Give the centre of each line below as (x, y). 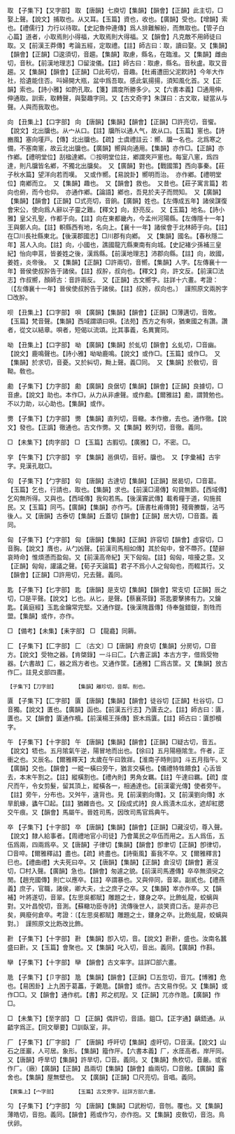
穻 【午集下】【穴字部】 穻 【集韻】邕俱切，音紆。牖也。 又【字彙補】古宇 (114, 457)
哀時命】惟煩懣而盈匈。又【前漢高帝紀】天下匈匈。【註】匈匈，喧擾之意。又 (116, 557)
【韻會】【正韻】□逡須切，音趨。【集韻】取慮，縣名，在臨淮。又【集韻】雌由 (117, 54)
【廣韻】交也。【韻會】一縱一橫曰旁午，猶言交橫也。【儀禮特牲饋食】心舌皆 (114, 768)
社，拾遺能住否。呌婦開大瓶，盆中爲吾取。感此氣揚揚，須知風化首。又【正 (114, 80)
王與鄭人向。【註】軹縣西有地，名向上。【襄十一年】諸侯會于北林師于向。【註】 (117, 227)
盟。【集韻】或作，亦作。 (43, 616)
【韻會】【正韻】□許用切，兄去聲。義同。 (67, 575)
